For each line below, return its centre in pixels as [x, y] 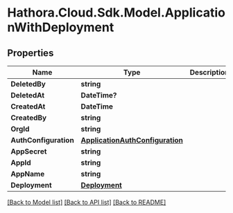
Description [209, 72]
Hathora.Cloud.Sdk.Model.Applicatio [116, 13]
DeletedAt [28, 95]
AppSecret [29, 151]
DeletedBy [28, 84]
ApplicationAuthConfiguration [132, 140]
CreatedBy [29, 118]
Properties [31, 53]
